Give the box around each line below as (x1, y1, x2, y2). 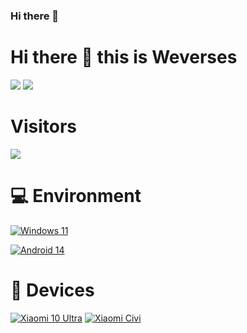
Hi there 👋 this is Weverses (10, 46, 238, 69)
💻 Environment (10, 184, 142, 207)
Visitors (10, 115, 77, 138)
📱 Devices (10, 279, 95, 301)
